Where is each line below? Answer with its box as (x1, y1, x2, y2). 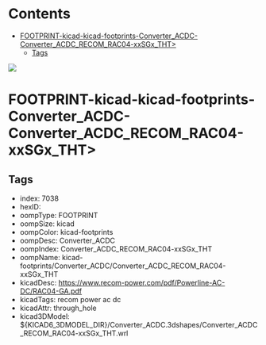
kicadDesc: (19, 278, 57, 287)
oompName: (19, 252, 61, 262)
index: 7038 (19, 194, 60, 203)
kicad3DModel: (19, 311, 70, 321)
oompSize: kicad (19, 219, 75, 228)
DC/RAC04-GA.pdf (19, 286, 83, 296)
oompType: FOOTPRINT (19, 210, 98, 220)
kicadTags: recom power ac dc (19, 294, 121, 304)
